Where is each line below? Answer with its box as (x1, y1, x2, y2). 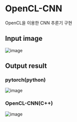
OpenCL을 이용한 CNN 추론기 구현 (5, 20, 73, 26)
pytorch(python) (5, 77, 46, 84)
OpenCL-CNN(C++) (5, 100, 53, 107)
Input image (5, 34, 43, 43)
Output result (5, 62, 47, 70)
